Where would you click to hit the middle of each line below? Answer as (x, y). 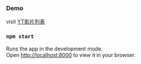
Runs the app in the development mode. (54, 49)
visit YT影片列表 (26, 22)
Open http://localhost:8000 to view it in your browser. (71, 55)
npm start (20, 37)
